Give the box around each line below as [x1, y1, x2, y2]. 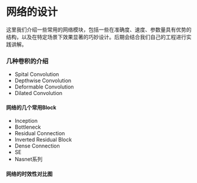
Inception [14, 117, 38, 125]
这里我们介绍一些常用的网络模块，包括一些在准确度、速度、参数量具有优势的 [6, 26, 192, 33]
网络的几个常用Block [6, 104, 57, 111]
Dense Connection [14, 142, 60, 149]
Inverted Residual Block [14, 136, 72, 143]
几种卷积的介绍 [6, 57, 49, 65]
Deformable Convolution [14, 83, 74, 90]
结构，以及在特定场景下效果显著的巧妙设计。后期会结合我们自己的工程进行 [6, 33, 186, 40]
